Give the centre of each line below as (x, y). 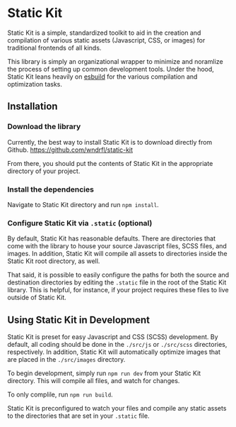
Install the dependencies (51, 189)
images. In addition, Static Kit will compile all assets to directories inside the (117, 254)
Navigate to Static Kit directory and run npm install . (83, 204)
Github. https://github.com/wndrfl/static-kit (70, 150)
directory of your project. (44, 171)
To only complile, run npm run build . (60, 394)
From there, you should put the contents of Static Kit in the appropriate (110, 163)
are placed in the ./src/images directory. (66, 360)
